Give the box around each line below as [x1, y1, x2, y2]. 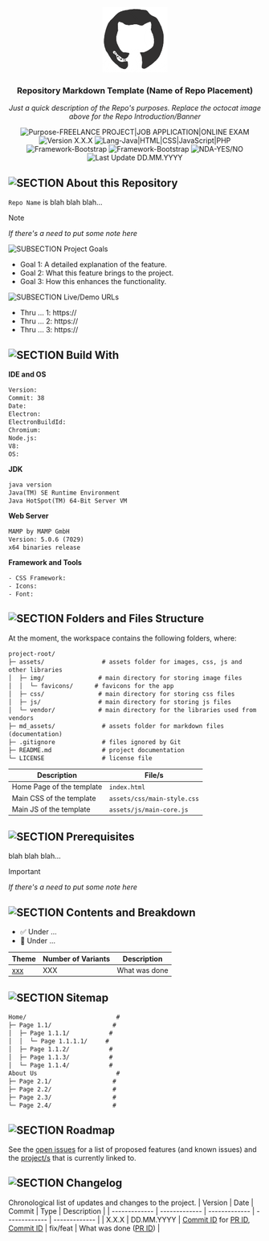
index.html [108, 783, 146, 791]
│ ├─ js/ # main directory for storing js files [8, 698, 231, 706]
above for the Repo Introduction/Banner [68, 112, 202, 121]
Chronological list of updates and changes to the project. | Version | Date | [8, 1198, 255, 1207]
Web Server [8, 511, 49, 520]
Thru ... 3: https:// [19, 325, 79, 335]
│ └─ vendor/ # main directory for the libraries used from [8, 706, 257, 714]
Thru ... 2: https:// [19, 316, 79, 326]
